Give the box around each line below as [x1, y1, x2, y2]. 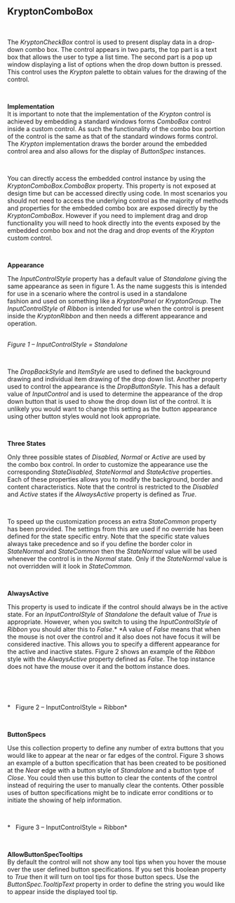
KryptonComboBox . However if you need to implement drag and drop [7, 211, 208, 219]
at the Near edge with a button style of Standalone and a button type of [7, 766, 215, 774]
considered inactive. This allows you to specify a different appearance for [7, 639, 220, 648]
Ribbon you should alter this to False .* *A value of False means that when [7, 625, 221, 633]
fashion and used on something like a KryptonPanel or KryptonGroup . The [7, 297, 222, 305]
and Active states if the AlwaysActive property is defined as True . [7, 490, 197, 498]
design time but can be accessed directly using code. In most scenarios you [7, 189, 228, 197]
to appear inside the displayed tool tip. [7, 887, 118, 896]
